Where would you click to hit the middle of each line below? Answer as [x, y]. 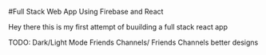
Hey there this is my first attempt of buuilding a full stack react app [118, 27]
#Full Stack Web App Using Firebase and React [86, 12]
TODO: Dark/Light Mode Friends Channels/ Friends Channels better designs [133, 42]
